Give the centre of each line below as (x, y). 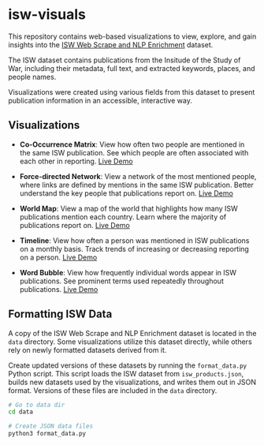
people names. (32, 77)
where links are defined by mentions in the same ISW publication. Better (137, 185)
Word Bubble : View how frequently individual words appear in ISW (128, 272)
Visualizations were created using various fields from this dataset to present (132, 92)
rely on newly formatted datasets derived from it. (87, 350)
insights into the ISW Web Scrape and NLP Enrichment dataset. (111, 44)
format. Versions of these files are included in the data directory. (113, 390)
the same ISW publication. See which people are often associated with (134, 152)
